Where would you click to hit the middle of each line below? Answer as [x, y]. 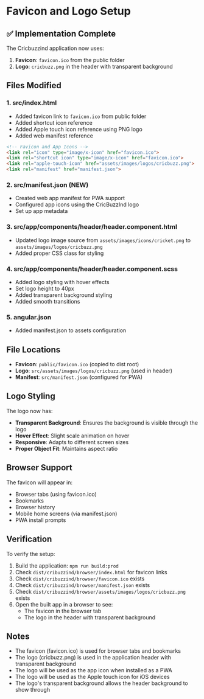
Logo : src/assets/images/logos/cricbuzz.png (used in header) [93, 371]
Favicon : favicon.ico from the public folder [70, 60]
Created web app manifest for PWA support [70, 198]
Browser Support [40, 468]
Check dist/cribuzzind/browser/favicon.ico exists [80, 579]
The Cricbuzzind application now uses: [55, 48]
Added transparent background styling [64, 295]
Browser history [35, 507]
